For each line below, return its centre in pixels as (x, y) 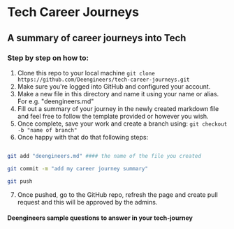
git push (20, 181)
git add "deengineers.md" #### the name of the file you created (104, 156)
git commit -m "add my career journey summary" (78, 168)
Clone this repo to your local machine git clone (86, 73)
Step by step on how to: (48, 58)
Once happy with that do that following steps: (83, 137)
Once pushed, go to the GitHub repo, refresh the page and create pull (117, 194)
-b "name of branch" (47, 130)
